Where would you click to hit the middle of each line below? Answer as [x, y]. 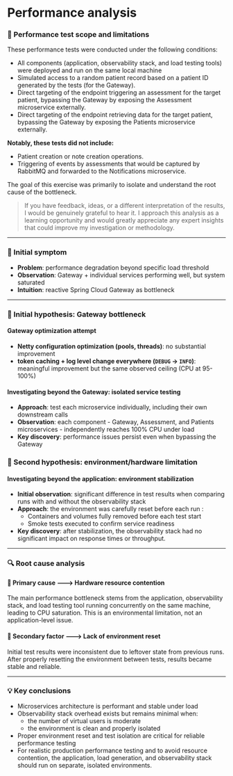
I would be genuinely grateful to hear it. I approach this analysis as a [122, 213]
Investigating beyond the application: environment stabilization [101, 478]
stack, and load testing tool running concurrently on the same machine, [109, 606]
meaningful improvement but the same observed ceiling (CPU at [109, 368]
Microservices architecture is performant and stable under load [108, 706]
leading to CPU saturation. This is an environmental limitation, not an [105, 613]
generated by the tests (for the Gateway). [76, 86]
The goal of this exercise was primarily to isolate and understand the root [112, 185]
